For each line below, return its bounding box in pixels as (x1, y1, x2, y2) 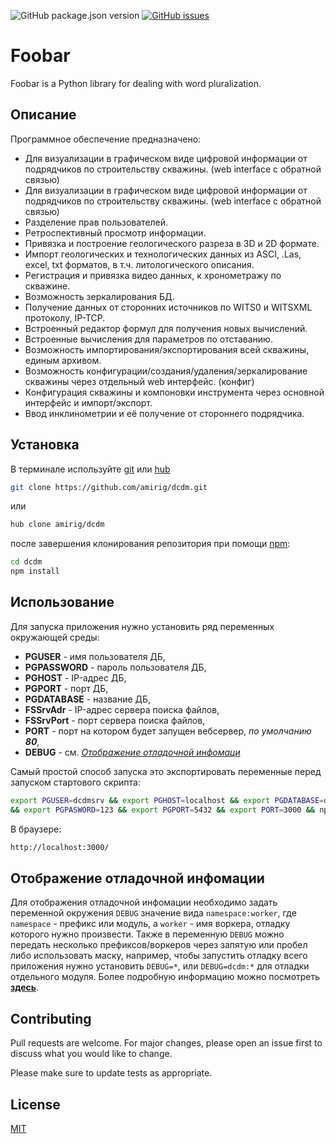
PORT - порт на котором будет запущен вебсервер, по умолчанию (24, 725, 312, 737)
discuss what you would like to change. (10, 1048, 173, 1060)
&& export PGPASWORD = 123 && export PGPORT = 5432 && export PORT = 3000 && (10, 805, 315, 815)
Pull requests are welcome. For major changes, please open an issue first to (10, 1037, 323, 1049)
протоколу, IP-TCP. (24, 311, 106, 324)
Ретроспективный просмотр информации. (24, 226, 207, 239)
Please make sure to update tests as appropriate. (10, 1067, 213, 1079)
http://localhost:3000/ (10, 842, 110, 852)
